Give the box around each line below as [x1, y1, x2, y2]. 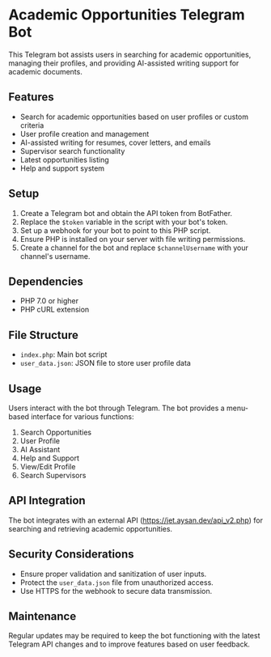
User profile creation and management [19, 129, 150, 138]
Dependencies [8, 274, 83, 288]
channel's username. [19, 251, 91, 261]
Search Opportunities [19, 427, 91, 437]
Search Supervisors [19, 471, 87, 480]
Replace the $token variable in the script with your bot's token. [19, 217, 228, 227]
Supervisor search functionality [19, 146, 125, 155]
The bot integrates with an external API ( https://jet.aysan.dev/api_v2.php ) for [8, 515, 263, 525]
